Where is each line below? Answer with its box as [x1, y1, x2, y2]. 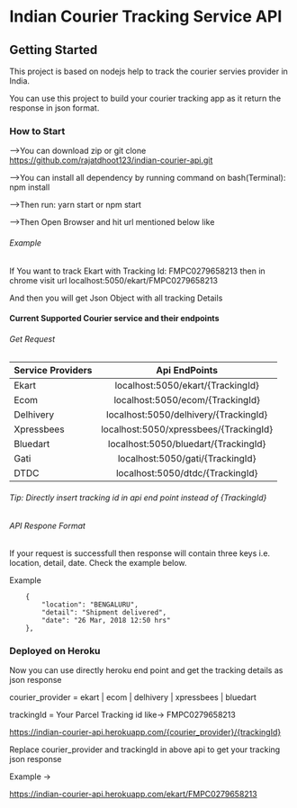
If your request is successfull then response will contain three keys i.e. [9, 548, 271, 559]
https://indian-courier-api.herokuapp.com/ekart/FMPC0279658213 [9, 789, 258, 800]
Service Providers [13, 364, 93, 377]
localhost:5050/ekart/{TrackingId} [114, 380, 259, 392]
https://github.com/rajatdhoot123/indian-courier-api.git [9, 155, 213, 166]
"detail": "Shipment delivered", [41, 608, 167, 617]
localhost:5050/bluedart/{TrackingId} [107, 438, 266, 451]
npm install [9, 182, 50, 193]
